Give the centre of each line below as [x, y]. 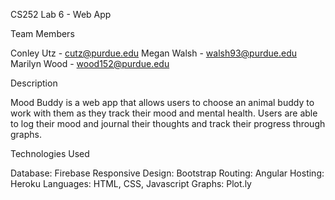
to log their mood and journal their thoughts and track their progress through [168, 123]
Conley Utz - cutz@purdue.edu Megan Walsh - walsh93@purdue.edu [154, 53]
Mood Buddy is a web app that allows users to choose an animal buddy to [162, 102]
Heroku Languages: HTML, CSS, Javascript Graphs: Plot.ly [131, 183]
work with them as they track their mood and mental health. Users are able [164, 113]
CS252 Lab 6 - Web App [61, 14]
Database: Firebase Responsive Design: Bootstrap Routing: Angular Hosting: [167, 173]
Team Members [42, 33]
